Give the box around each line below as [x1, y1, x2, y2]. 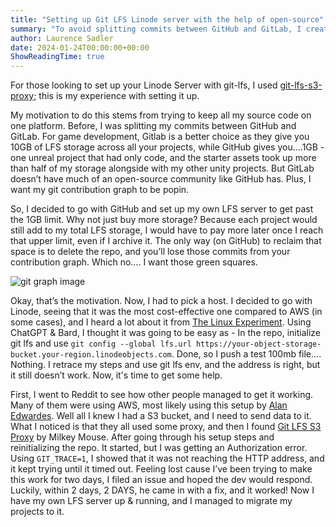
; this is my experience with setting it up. [33, 90, 200, 102]
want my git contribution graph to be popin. [10, 184, 190, 196]
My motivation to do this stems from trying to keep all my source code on [10, 109, 312, 121]
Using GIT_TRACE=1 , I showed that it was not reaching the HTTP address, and [10, 452, 325, 465]
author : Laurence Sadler [10, 33, 114, 43]
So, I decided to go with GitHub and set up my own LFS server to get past [10, 203, 314, 215]
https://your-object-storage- [195, 339, 322, 350]
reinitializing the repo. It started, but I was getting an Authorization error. [10, 442, 308, 454]
